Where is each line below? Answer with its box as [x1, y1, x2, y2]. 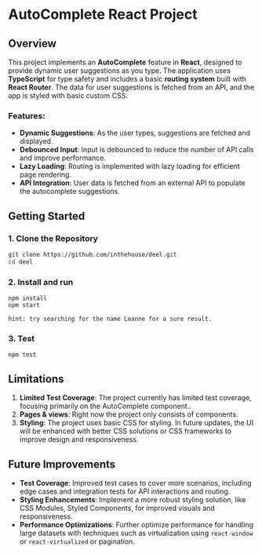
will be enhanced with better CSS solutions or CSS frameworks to [19, 426, 232, 436]
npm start [8, 301, 41, 309]
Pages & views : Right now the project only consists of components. [19, 410, 238, 419]
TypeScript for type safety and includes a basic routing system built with [8, 75, 247, 83]
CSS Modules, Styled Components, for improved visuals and [19, 503, 216, 512]
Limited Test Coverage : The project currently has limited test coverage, [19, 393, 253, 403]
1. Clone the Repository [8, 233, 98, 244]
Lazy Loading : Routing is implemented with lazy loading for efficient [19, 162, 241, 171]
